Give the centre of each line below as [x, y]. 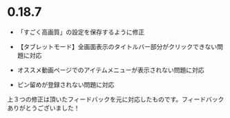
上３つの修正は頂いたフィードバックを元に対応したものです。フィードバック [116, 99]
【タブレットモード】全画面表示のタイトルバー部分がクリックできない [117, 46]
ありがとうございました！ [44, 108]
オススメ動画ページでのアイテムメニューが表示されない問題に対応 [111, 70]
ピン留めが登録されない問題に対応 [66, 84]
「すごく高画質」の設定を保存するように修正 [81, 32]
